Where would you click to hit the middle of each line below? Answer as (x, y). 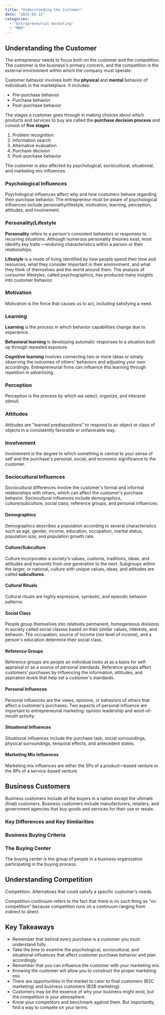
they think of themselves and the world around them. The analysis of (75, 269)
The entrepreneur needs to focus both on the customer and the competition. (82, 60)
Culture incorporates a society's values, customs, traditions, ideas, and (77, 558)
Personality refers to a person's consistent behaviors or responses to (76, 234)
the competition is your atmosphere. (49, 997)
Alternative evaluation (34, 145)
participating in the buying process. (41, 864)
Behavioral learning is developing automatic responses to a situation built (80, 342)
